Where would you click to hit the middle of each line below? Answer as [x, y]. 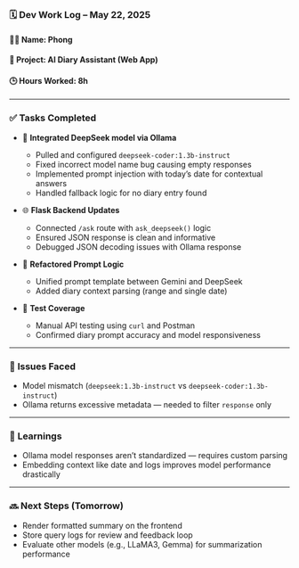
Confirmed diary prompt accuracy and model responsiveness [148, 334]
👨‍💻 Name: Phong [41, 39]
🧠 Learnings [36, 436]
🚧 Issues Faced [43, 366]
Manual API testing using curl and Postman [115, 325]
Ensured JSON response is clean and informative [125, 237]
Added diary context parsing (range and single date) [131, 291]
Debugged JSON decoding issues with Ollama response [138, 247]
